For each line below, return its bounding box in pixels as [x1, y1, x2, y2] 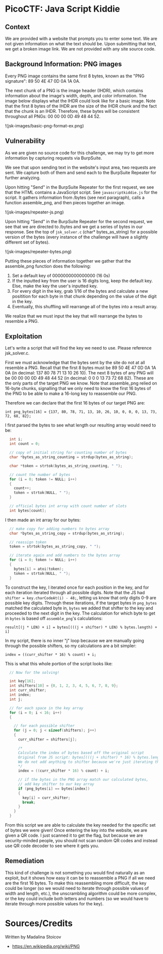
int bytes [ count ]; [9, 508, 47, 513]
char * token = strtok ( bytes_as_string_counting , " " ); [9, 463, 123, 468]
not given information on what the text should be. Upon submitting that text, [5, 41, 157, 47]
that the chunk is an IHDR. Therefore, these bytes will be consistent [5, 108, 140, 114]
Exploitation [5, 332, 42, 341]
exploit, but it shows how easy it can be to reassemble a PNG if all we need [5, 875, 155, 881]
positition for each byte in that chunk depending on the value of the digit [12, 293, 157, 299]
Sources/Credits [5, 918, 73, 929]
